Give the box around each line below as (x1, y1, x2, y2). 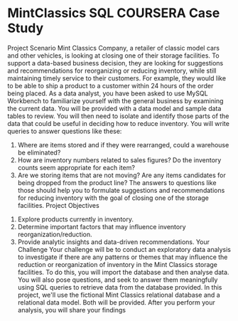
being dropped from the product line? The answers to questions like (17, 178, 217, 186)
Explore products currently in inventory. (17, 215, 134, 223)
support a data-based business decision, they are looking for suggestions (7, 58, 224, 67)
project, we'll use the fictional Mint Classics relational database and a (17, 290, 220, 299)
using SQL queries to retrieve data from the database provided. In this (17, 283, 222, 291)
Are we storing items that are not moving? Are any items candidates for (17, 171, 226, 179)
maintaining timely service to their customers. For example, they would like (7, 73, 226, 83)
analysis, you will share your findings (17, 305, 126, 314)
